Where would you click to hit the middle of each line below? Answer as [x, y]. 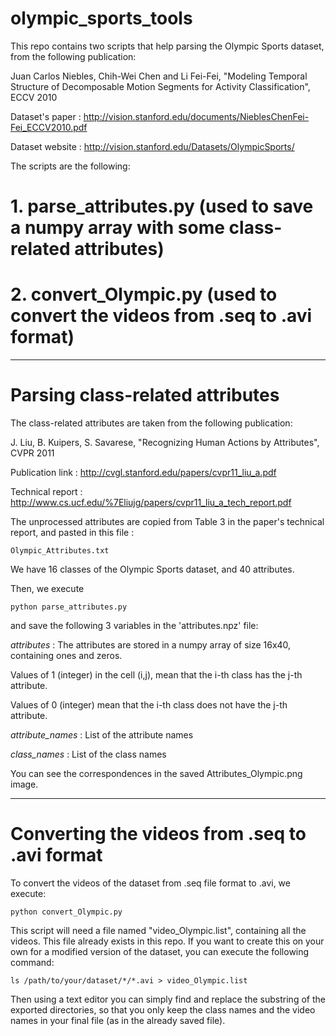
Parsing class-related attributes [145, 395]
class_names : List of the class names [88, 754]
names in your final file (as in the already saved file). [118, 1020]
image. [24, 784]
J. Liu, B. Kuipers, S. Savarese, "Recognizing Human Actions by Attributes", [165, 442]
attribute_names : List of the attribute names [102, 735]
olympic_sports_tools [101, 18]
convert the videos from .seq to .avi [161, 316]
